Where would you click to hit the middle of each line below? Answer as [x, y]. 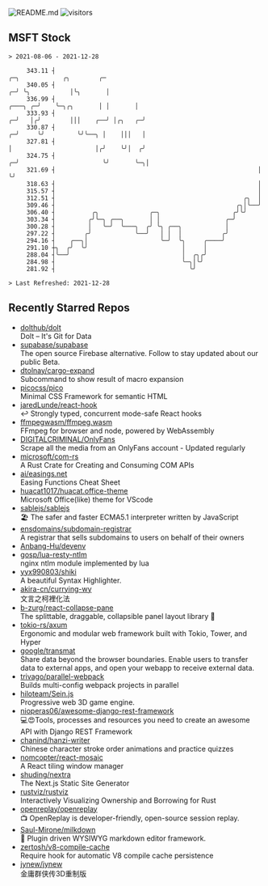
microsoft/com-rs [49, 456]
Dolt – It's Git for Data [56, 336]
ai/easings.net [44, 473]
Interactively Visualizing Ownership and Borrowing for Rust [118, 800]
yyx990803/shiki [48, 571]
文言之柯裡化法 [45, 598]
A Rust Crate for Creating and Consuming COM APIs [107, 464]
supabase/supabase [54, 345]
